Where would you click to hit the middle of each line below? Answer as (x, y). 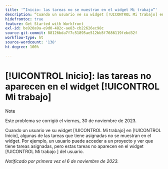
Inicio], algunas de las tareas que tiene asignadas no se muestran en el (78, 136)
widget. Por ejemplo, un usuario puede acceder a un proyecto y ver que (79, 141)
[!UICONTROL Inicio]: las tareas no (78, 76)
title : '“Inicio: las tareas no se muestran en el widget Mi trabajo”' (81, 10)
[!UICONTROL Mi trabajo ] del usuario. (44, 151)
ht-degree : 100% (22, 47)
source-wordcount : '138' (31, 42)
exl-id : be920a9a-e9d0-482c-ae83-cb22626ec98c (54, 28)
